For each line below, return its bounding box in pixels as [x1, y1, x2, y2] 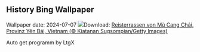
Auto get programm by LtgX [6, 38, 75, 46]
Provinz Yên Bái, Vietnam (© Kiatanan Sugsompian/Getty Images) [6, 27, 168, 34]
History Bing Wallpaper [6, 5, 94, 15]
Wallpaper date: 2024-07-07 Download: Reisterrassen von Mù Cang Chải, [6, 21, 194, 28]
